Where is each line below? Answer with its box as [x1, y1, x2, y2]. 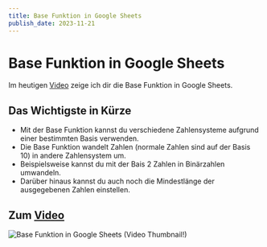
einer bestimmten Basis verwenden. [19, 134, 139, 143]
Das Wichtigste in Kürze [8, 104, 132, 117]
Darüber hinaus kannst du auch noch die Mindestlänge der [19, 176, 215, 186]
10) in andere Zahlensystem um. [19, 150, 126, 161]
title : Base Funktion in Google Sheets [8, 11, 142, 20]
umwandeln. [19, 168, 62, 178]
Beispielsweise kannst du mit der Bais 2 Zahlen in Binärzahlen [19, 159, 225, 169]
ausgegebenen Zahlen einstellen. [19, 185, 130, 195]
